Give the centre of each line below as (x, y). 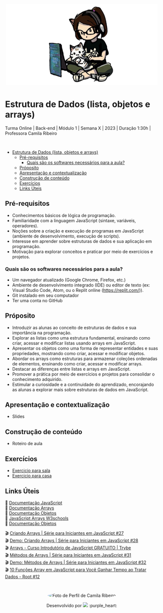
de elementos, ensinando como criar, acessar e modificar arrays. (77, 363)
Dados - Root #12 (22, 577)
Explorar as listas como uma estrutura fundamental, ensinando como (81, 338)
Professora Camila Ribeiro (31, 133)
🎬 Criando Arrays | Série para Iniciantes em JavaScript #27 (64, 533)
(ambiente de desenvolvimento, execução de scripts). (66, 236)
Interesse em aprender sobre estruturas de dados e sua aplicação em (82, 241)
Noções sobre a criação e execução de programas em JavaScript (78, 231)
